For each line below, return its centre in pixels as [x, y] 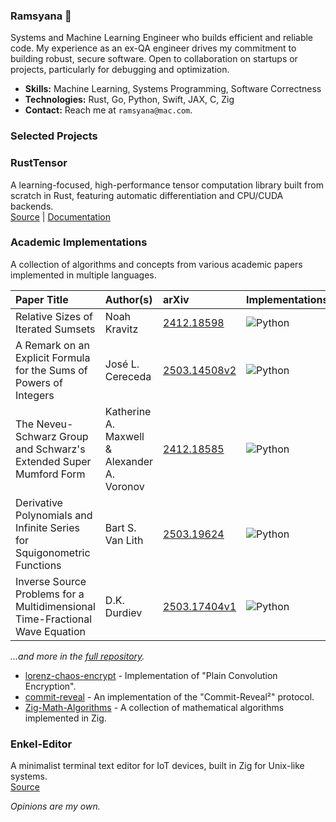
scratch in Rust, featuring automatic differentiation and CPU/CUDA [147, 195]
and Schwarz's [50, 449]
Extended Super [53, 461]
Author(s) [128, 299]
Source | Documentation [61, 216]
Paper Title [42, 299]
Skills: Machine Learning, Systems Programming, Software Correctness [173, 89]
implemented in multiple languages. [83, 275]
